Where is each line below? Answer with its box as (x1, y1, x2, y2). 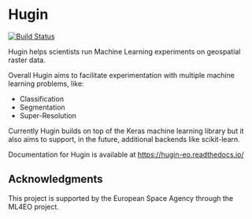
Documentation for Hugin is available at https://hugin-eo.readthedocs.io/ (8, 150, 244, 159)
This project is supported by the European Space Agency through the (8, 193, 234, 202)
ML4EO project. (8, 202, 59, 211)
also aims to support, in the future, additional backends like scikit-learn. (8, 134, 240, 143)
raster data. (8, 55, 46, 65)
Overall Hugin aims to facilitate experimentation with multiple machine (8, 70, 235, 80)
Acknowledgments (8, 173, 104, 186)
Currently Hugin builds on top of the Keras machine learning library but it (8, 126, 244, 135)
